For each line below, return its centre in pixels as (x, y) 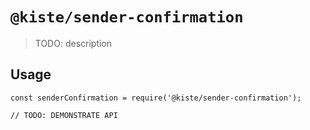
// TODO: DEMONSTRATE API (64, 115)
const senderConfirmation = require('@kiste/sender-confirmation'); (156, 98)
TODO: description (73, 43)
